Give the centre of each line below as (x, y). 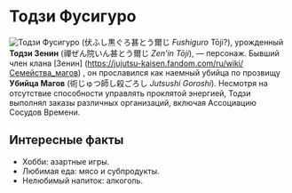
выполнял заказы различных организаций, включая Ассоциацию (133, 102)
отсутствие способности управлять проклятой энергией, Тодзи (130, 93)
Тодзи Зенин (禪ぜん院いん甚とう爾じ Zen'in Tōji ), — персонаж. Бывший (144, 53)
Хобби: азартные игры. (66, 161)
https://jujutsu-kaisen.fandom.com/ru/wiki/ (166, 63)
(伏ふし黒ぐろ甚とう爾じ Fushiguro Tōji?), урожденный (182, 42)
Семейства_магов (43, 72)
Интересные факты (67, 140)
